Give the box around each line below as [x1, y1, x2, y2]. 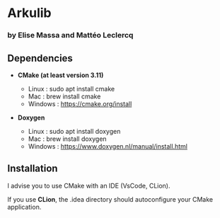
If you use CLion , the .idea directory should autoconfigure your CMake [7, 195, 214, 203]
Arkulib [7, 5, 52, 21]
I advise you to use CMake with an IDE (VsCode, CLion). [7, 181, 171, 190]
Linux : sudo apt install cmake [28, 84, 115, 93]
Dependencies [7, 52, 73, 64]
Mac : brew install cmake [28, 92, 101, 101]
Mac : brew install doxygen [28, 134, 108, 143]
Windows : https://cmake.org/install [28, 99, 132, 108]
